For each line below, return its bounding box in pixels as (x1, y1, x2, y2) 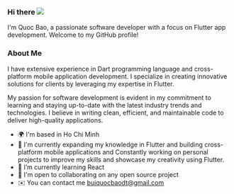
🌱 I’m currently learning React (17, 163, 105, 171)
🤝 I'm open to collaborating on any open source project (17, 170, 179, 178)
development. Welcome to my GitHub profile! (7, 30, 139, 39)
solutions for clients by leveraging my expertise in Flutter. (7, 79, 175, 88)
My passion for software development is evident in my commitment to (7, 93, 211, 102)
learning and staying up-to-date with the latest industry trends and (7, 101, 202, 109)
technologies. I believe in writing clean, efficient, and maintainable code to (7, 108, 225, 117)
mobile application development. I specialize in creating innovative (33, 72, 228, 81)
